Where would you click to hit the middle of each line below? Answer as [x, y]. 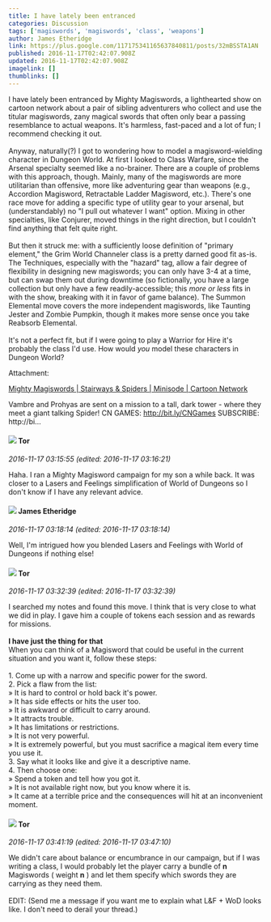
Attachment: [29, 372]
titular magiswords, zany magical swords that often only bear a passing [127, 116]
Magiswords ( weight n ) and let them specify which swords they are [123, 875]
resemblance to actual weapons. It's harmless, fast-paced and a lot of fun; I [135, 125]
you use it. [25, 753]
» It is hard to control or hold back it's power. [83, 693]
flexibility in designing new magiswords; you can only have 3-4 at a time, [130, 271]
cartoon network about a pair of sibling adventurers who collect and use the [135, 108]
